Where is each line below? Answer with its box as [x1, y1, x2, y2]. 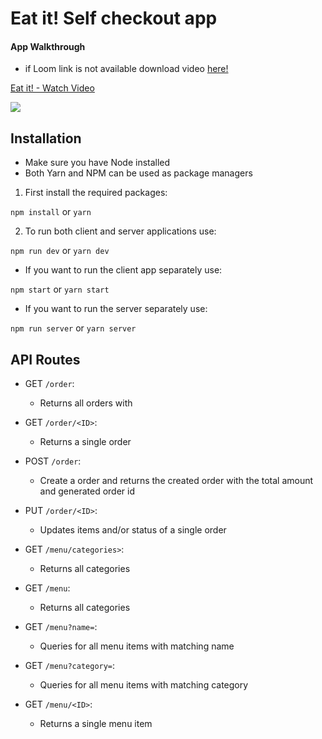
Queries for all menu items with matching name [39, 640, 235, 652]
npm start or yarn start [10, 283, 110, 296]
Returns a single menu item [39, 718, 153, 730]
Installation [10, 130, 82, 147]
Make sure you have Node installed [24, 157, 171, 169]
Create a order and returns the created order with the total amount [39, 475, 314, 487]
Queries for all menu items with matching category [39, 679, 249, 691]
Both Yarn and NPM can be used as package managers [24, 167, 253, 179]
